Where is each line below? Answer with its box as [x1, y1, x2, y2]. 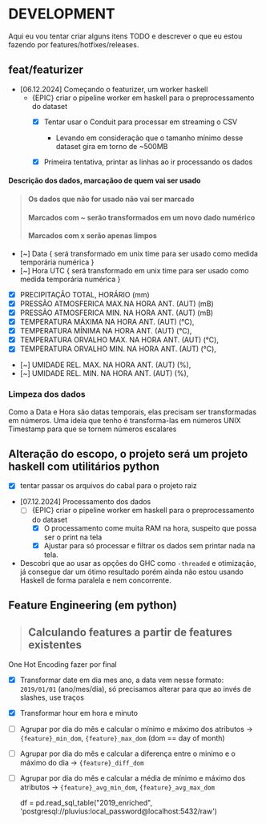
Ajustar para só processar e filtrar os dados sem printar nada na [43, 540, 256, 550]
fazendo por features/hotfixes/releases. [8, 39, 139, 49]
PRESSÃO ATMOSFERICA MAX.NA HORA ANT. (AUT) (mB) [19, 298, 214, 309]
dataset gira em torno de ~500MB [55, 141, 168, 151]
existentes [27, 638, 83, 652]
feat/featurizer [8, 63, 84, 77]
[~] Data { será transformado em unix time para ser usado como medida [19, 248, 259, 258]
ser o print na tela [43, 532, 103, 542]
